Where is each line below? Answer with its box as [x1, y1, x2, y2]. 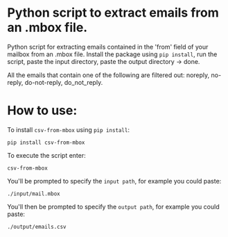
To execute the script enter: [7, 151, 87, 159]
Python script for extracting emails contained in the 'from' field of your [7, 42, 209, 51]
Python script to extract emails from [7, 5, 220, 21]
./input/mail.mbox [7, 190, 60, 197]
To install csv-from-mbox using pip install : [7, 125, 130, 133]
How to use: [7, 103, 78, 119]
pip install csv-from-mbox [7, 139, 85, 146]
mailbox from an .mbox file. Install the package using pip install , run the [7, 50, 218, 58]
